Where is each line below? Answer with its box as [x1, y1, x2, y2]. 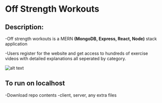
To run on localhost [5, 79, 65, 87]
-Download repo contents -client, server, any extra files [5, 92, 117, 98]
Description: [5, 23, 44, 31]
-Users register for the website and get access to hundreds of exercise [5, 50, 148, 56]
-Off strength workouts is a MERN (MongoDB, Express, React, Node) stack [5, 36, 157, 41]
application [5, 41, 28, 47]
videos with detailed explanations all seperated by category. [5, 56, 126, 62]
